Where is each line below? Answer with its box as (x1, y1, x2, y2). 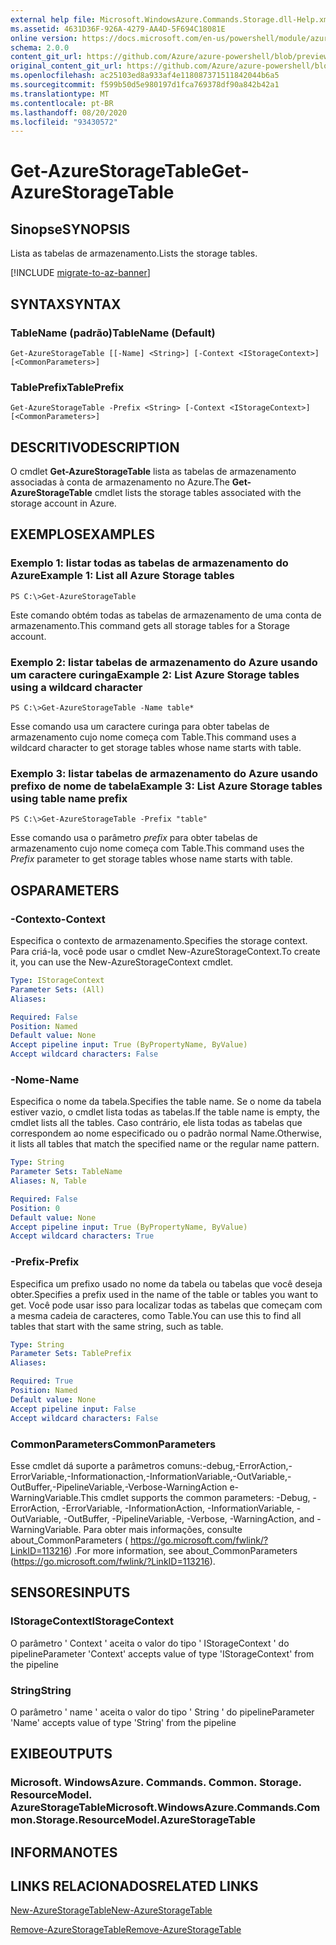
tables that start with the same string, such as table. (10, 1320, 224, 1332)
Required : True (10, 1376, 74, 1386)
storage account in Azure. (10, 497, 117, 510)
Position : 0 (10, 1203, 60, 1213)
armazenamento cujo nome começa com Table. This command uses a (10, 731, 297, 743)
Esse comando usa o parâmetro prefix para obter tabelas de (10, 832, 258, 844)
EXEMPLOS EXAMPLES (10, 526, 155, 543)
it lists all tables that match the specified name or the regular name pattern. (10, 1138, 320, 1150)
